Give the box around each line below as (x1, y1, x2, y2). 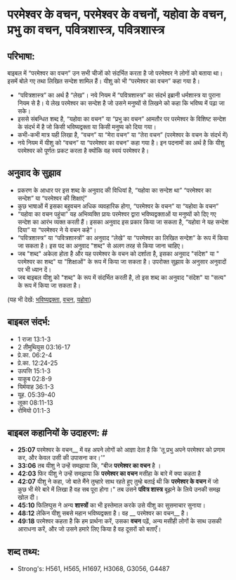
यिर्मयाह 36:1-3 (17, 382, 54, 390)
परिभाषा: (7, 50, 35, 62)
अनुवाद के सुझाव (7, 167, 61, 179)
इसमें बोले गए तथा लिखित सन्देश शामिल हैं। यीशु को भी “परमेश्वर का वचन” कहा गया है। (7, 77, 200, 85)
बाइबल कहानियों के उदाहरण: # (7, 427, 108, 439)
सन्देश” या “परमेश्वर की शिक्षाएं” (17, 194, 88, 202)
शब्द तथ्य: (7, 545, 40, 557)
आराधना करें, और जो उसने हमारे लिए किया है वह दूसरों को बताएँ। (17, 525, 162, 533)
